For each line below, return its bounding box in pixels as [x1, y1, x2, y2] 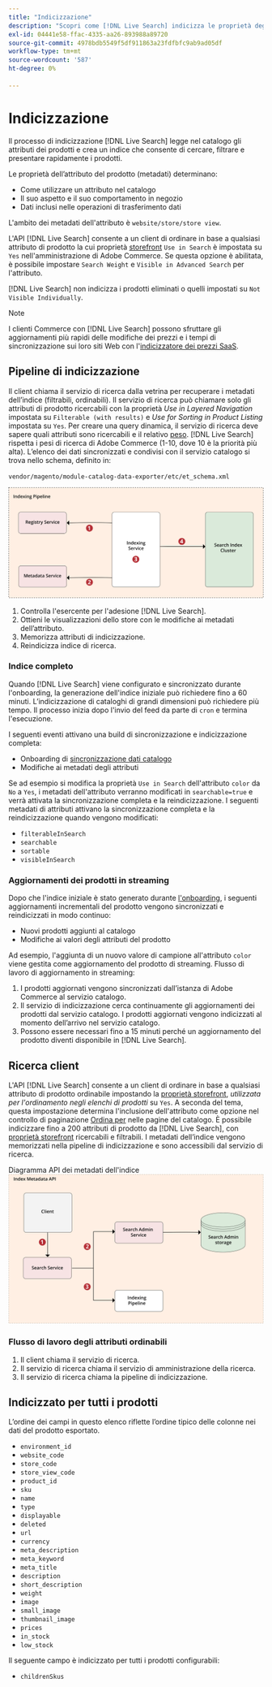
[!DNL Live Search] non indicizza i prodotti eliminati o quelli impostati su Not [8, 283, 261, 293]
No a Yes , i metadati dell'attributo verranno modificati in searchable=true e [8, 786, 253, 796]
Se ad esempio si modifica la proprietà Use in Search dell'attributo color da [8, 778, 261, 788]
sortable [19, 847, 50, 855]
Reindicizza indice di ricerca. [19, 640, 117, 650]
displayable [19, 1512, 61, 1520]
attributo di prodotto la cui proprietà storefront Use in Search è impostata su [8, 242, 263, 252]
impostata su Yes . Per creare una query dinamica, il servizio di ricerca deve [8, 421, 259, 430]
